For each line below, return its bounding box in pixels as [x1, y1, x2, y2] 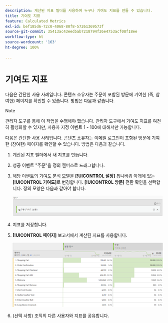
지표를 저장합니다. [12, 221, 47, 227]
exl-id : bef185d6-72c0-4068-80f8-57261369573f [5, 24, 104, 29]
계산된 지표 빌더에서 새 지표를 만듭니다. [12, 151, 89, 157]
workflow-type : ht [5, 34, 43, 39]
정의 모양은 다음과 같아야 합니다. [23, 185, 86, 191]
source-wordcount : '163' [5, 40, 57, 45]
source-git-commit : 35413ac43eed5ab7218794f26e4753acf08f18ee [5, 29, 137, 34]
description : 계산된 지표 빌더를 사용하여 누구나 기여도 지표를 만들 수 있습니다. [5, 8, 152, 13]
